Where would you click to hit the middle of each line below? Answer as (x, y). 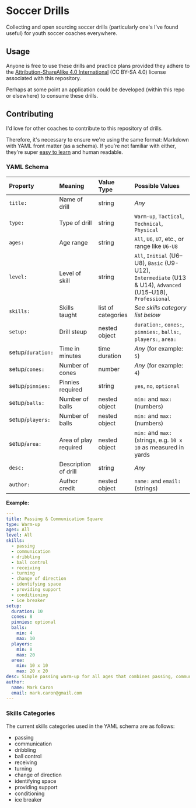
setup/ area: (25, 443)
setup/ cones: (27, 369)
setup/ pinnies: (30, 386)
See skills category (160, 307)
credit (67, 488)
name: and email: (157, 481)
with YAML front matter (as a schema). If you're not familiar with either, (91, 146)
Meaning (72, 185)
